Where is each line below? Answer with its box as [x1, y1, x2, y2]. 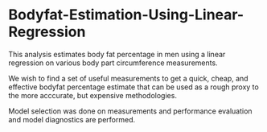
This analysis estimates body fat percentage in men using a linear [8, 49, 226, 59]
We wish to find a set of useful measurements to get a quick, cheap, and [8, 73, 249, 83]
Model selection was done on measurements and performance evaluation [8, 106, 253, 116]
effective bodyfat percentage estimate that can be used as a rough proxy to [8, 82, 259, 92]
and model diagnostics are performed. [8, 114, 136, 124]
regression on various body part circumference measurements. [8, 58, 219, 68]
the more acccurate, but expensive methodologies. [8, 90, 177, 100]
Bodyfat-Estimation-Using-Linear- [8, 6, 244, 24]
